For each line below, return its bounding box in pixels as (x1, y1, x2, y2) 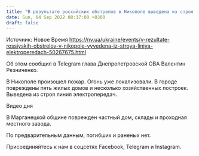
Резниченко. (6, 67, 38, 74)
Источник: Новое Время (6, 36, 68, 43)
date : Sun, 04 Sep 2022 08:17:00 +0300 (6, 14, 106, 20)
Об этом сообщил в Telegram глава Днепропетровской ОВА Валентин (6, 60, 186, 67)
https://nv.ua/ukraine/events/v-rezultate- (69, 36, 170, 43)
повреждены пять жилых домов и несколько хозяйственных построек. (6, 85, 188, 92)
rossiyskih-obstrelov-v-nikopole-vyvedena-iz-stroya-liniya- (6, 42, 154, 49)
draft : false (6, 20, 39, 26)
